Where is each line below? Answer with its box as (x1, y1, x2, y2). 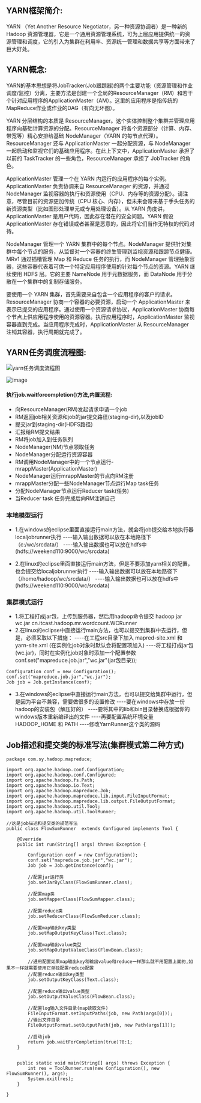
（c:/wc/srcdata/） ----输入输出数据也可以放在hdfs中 (14, 540, 147, 548)
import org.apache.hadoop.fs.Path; (6, 777, 95, 783)
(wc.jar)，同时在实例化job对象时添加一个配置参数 (14, 649, 137, 656)
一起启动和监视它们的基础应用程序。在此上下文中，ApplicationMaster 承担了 (6, 147, 195, 154)
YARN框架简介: (6, 5, 63, 16)
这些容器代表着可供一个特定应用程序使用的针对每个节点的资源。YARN (16, 263, 189, 270)
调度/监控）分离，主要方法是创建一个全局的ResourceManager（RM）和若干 (6, 89, 193, 96)
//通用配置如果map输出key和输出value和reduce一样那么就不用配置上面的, (28, 959, 189, 965)
